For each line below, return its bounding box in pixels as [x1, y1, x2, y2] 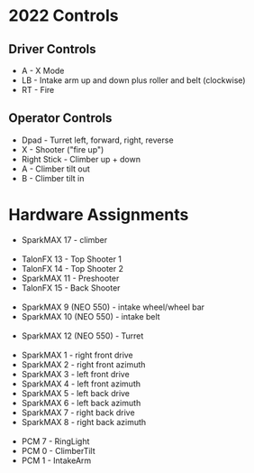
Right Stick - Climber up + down [21, 153, 141, 164]
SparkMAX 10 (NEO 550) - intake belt [21, 311, 160, 321]
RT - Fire [21, 85, 55, 95]
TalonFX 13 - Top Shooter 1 [21, 254, 122, 264]
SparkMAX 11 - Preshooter [21, 273, 120, 283]
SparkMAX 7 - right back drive [21, 407, 136, 418]
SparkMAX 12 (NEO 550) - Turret [21, 330, 144, 341]
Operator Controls [8, 110, 113, 126]
